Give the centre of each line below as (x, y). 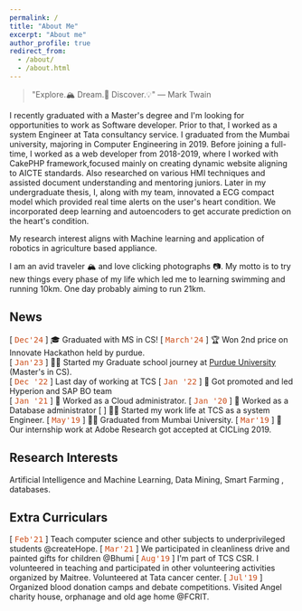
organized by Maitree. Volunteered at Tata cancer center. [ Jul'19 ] (136, 578)
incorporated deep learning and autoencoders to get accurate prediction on (151, 211)
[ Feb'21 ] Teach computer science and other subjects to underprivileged (147, 540)
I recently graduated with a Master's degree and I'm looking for (127, 115)
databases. (30, 489)
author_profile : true (50, 43)
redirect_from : (38, 52)
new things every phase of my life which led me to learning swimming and (147, 279)
